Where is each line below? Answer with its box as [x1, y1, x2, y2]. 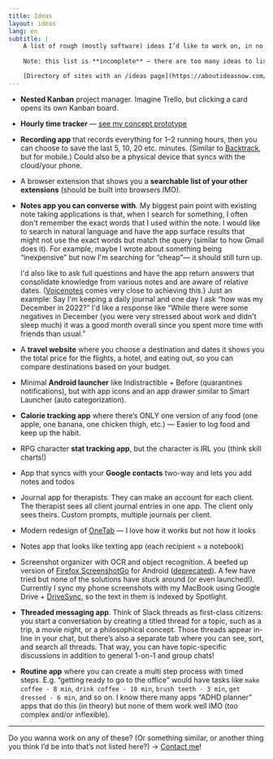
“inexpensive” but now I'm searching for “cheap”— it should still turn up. [19, 252, 262, 262]
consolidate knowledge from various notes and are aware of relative [19, 277, 249, 286]
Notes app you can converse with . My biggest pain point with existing [19, 200, 258, 210]
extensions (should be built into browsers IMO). [19, 185, 181, 194]
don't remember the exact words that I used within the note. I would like [19, 217, 261, 228]
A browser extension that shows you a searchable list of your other [19, 176, 248, 185]
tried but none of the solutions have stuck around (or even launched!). [19, 574, 255, 584]
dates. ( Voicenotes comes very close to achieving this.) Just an [19, 286, 233, 295]
